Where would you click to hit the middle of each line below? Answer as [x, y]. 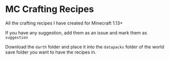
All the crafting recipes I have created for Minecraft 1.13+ [64, 23]
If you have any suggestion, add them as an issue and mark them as [76, 32]
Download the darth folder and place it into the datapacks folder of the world [85, 46]
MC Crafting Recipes [50, 9]
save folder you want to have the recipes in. [51, 52]
